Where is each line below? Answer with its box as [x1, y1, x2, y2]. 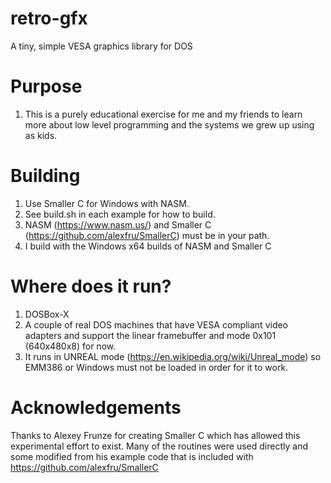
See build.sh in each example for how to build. [24, 208, 216, 220]
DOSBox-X [24, 308, 70, 320]
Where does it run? [10, 275, 172, 297]
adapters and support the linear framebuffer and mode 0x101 [24, 329, 277, 341]
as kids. [24, 129, 58, 141]
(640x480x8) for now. [24, 340, 117, 352]
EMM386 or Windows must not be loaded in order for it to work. [24, 361, 289, 373]
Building [10, 165, 81, 187]
